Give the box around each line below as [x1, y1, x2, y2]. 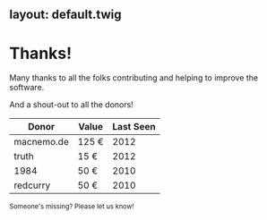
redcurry [13, 179, 51, 191]
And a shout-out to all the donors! [9, 99, 134, 110]
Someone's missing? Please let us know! [9, 202, 134, 211]
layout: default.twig [9, 7, 123, 22]
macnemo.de [13, 136, 69, 148]
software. [9, 82, 45, 93]
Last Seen [112, 121, 156, 133]
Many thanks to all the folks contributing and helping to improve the [9, 72, 259, 83]
